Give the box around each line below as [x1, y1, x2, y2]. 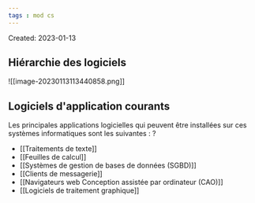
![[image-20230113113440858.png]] [8, 76, 125, 87]
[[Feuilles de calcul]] [19, 153, 87, 162]
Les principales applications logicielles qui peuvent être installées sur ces [8, 120, 247, 130]
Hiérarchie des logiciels [8, 56, 127, 69]
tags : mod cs [8, 11, 55, 20]
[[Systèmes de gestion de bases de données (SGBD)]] [19, 161, 197, 170]
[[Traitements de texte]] [19, 144, 97, 153]
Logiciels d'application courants [8, 99, 171, 113]
